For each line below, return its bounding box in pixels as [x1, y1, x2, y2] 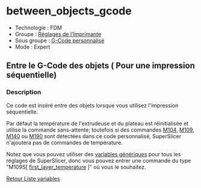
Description [6, 88, 42, 97]
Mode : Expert [14, 43, 51, 50]
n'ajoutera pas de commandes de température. [6, 139, 123, 146]
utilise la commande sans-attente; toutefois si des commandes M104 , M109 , [6, 126, 194, 133]
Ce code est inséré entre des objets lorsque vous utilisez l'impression [6, 102, 179, 109]
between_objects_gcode [6, 4, 132, 18]
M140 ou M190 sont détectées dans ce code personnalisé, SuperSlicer [6, 132, 182, 139]
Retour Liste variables [6, 175, 60, 182]
